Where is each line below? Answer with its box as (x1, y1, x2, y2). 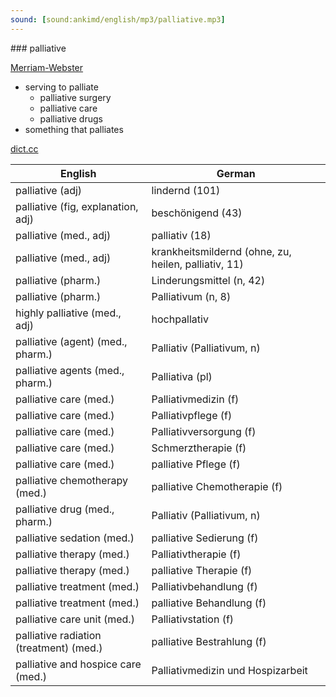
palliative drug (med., (15, 502, 115, 516)
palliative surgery (39, 91, 112, 103)
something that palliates (24, 123, 124, 135)
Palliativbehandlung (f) (151, 579, 258, 593)
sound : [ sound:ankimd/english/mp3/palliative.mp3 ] (10, 14, 226, 25)
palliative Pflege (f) (151, 457, 241, 471)
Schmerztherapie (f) (151, 441, 247, 455)
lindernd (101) (151, 183, 221, 197)
